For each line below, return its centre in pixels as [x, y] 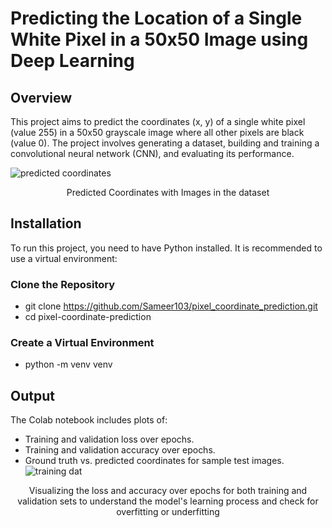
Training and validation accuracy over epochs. [120, 450]
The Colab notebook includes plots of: [89, 420]
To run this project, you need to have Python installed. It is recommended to [166, 248]
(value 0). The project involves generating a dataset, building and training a [165, 143]
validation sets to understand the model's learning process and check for [168, 501]
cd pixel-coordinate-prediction [88, 317]
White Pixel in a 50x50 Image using [159, 39]
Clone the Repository [63, 284]
